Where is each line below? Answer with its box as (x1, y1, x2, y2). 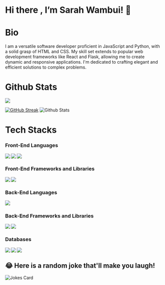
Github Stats (5, 81, 58, 93)
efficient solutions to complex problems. (5, 64, 87, 71)
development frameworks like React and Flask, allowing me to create (5, 54, 145, 60)
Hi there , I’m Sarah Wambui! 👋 (5, 4, 132, 16)
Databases (5, 236, 32, 243)
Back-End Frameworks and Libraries (5, 213, 94, 219)
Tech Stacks (5, 124, 57, 136)
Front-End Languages (5, 142, 58, 149)
